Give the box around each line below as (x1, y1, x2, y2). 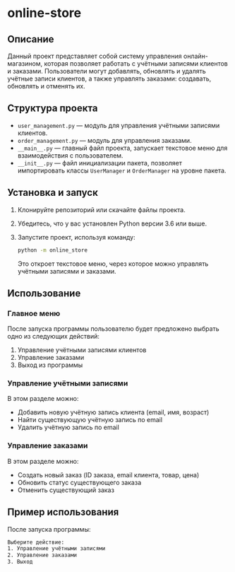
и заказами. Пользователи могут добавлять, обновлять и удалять (7, 67, 206, 75)
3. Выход (7, 559, 33, 566)
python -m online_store (17, 246, 88, 254)
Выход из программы (17, 361, 83, 369)
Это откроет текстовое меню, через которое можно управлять (17, 259, 209, 268)
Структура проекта (7, 103, 98, 115)
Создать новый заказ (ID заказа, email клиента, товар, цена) (17, 470, 200, 479)
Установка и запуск (7, 187, 99, 199)
